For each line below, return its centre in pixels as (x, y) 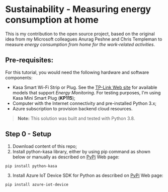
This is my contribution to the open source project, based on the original (80, 34)
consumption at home (52, 20)
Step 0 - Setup (28, 134)
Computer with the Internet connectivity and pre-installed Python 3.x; (85, 103)
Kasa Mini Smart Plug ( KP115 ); (44, 98)
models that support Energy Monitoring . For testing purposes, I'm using (87, 92)
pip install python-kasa (31, 166)
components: (19, 77)
